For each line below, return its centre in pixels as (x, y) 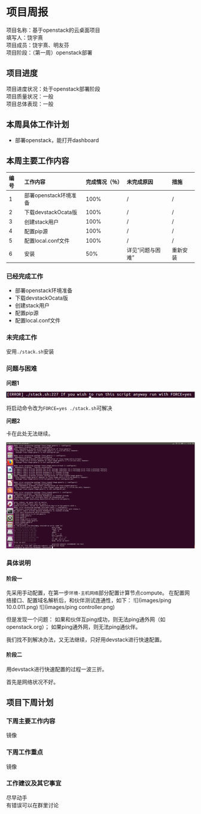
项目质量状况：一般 (30, 96)
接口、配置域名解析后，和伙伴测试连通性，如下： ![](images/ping (91, 601)
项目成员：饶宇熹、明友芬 (38, 45)
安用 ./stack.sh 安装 (30, 352)
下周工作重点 (25, 752)
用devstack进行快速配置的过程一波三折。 (57, 669)
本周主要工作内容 (38, 160)
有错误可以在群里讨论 (32, 805)
